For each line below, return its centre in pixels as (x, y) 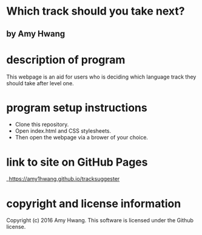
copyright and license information (94, 204)
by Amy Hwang (36, 34)
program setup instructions (77, 107)
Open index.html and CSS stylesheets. (63, 131)
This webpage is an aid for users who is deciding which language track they (101, 77)
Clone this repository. (42, 125)
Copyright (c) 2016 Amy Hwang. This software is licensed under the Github (100, 220)
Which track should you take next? (96, 11)
